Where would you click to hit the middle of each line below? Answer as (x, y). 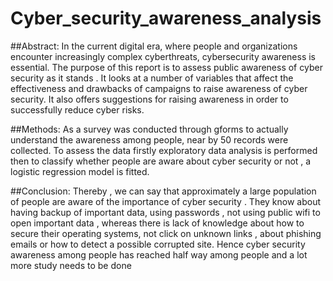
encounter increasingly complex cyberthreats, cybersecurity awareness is (163, 56)
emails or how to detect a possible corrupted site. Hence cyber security (158, 244)
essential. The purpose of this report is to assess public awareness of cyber (166, 67)
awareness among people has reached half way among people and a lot (159, 254)
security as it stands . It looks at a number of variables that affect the (152, 78)
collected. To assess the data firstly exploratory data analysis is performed (164, 150)
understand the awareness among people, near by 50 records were (149, 139)
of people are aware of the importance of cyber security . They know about (166, 201)
